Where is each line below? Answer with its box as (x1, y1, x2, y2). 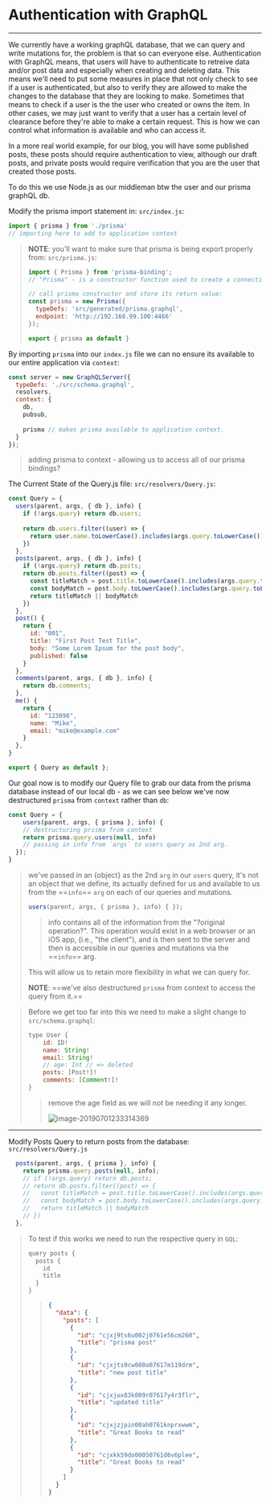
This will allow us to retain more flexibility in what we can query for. (27, 967, 251, 977)
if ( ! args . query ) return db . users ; (22, 509, 142, 518)
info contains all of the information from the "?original (47, 917, 225, 927)
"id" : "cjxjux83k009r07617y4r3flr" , (76, 1391, 200, 1399)
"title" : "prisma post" (76, 1338, 157, 1347)
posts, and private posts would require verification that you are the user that (8, 158, 260, 167)
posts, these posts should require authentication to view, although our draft (8, 149, 257, 159)
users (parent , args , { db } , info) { (15, 502, 142, 510)
